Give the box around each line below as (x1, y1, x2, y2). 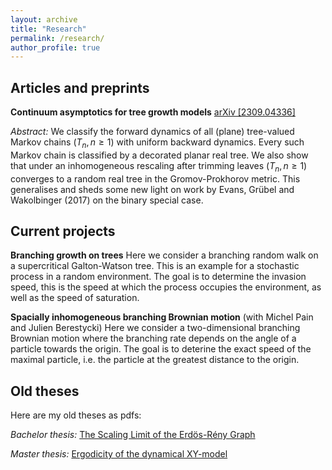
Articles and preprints (10, 79, 150, 96)
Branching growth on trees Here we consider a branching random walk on (10, 249, 319, 261)
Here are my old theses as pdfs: (10, 409, 142, 421)
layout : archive (10, 14, 78, 25)
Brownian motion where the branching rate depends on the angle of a (10, 332, 297, 345)
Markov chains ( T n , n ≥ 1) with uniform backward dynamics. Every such (10, 136, 305, 150)
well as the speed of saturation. (10, 292, 140, 304)
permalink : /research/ (10, 33, 105, 43)
